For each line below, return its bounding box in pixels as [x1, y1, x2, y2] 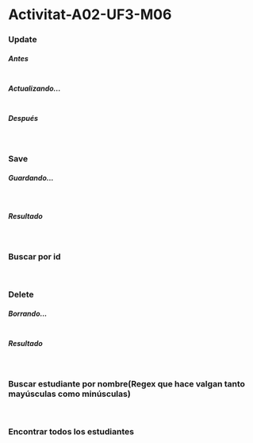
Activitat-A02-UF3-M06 [8, 6, 172, 24]
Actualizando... [8, 84, 61, 93]
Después [8, 113, 38, 122]
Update [8, 34, 37, 45]
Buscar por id [8, 251, 61, 262]
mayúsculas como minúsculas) [8, 388, 131, 399]
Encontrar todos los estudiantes [8, 426, 135, 437]
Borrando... [8, 309, 48, 318]
